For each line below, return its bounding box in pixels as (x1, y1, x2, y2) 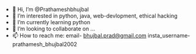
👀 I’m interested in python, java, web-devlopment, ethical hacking (12, 12, 178, 19)
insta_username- (148, 32, 190, 39)
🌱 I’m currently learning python (12, 19, 91, 25)
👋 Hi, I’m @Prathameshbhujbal (12, 6, 89, 13)
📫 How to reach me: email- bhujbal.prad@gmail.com (12, 32, 147, 39)
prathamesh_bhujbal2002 (12, 41, 78, 48)
